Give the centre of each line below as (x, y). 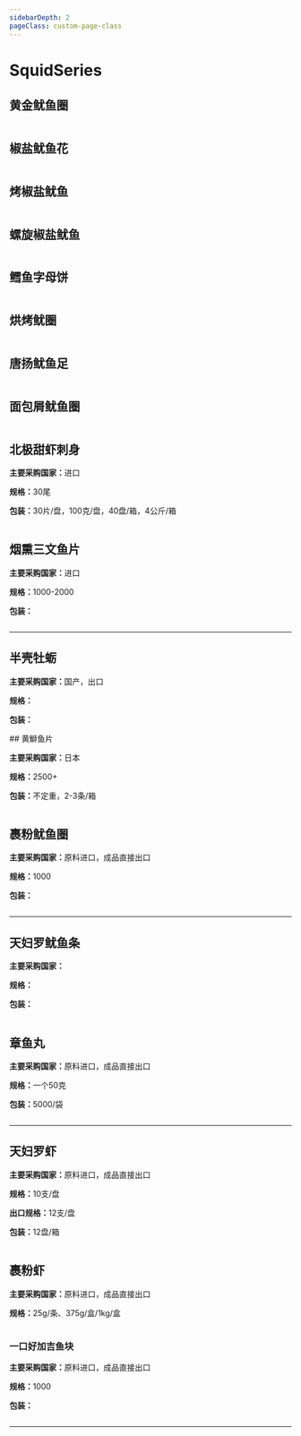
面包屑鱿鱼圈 (45, 406)
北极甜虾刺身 (45, 449)
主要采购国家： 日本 (45, 757)
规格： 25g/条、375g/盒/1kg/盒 (65, 1312)
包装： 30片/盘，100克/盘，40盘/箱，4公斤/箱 (93, 511)
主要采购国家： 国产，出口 (56, 681)
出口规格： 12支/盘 (43, 1212)
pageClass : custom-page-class (66, 26)
